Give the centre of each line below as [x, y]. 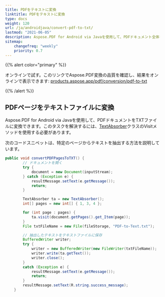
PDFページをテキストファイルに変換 [60, 107]
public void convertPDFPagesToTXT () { [45, 158]
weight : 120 [17, 23]
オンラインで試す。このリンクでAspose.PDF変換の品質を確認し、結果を [78, 75]
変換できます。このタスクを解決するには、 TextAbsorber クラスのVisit [83, 126]
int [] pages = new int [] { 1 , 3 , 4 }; [62, 204]
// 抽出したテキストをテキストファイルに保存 [62, 235]
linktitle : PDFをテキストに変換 [35, 14]
